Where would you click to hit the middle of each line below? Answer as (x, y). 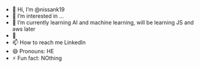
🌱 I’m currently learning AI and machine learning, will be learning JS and (103, 22)
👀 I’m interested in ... (38, 16)
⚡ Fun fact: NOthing (37, 58)
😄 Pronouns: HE (33, 51)
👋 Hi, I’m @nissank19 (39, 9)
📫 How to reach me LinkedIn (49, 42)
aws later (24, 29)
